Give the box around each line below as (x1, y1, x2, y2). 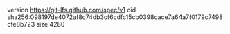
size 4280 (36, 20, 65, 28)
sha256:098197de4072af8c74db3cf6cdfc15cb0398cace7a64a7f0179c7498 (7, 13, 223, 21)
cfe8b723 (7, 20, 35, 28)
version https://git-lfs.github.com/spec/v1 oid (7, 6, 136, 14)
